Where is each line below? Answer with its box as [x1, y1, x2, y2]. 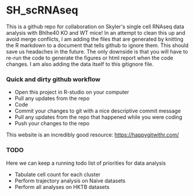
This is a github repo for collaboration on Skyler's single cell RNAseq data [6, 23, 185, 30]
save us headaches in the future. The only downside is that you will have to [6, 48, 188, 55]
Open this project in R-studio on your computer [14, 89, 129, 96]
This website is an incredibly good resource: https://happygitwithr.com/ [6, 131, 179, 138]
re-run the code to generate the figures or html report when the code [6, 54, 173, 61]
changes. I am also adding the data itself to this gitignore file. [6, 60, 154, 68]
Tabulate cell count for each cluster [14, 171, 101, 178]
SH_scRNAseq [6, 4, 78, 17]
